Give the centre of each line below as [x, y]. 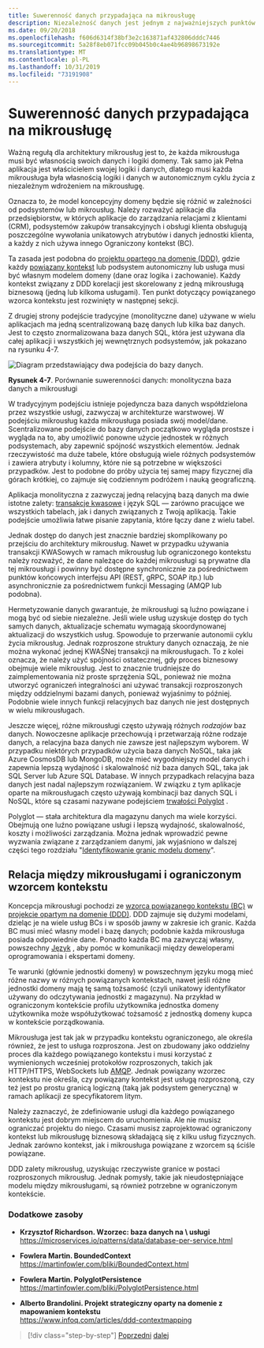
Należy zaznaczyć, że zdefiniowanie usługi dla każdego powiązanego [121, 1112]
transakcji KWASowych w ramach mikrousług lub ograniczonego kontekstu [130, 552]
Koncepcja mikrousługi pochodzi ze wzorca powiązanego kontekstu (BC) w [131, 906]
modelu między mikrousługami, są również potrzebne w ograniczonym [123, 1186]
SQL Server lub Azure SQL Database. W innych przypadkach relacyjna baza [131, 776]
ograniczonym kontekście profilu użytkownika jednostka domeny [113, 1006]
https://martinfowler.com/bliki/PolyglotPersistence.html [109, 1288]
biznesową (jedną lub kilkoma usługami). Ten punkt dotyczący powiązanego [132, 292]
